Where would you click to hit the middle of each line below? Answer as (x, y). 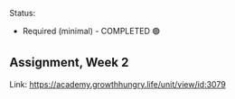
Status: (23, 13)
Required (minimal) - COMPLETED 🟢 (91, 31)
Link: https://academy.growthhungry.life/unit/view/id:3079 (117, 84)
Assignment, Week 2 (69, 63)
